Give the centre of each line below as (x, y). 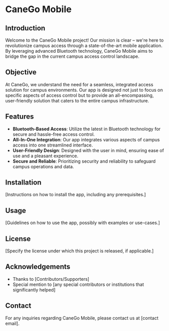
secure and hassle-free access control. (54, 134)
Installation (23, 183)
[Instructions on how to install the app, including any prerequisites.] (76, 195)
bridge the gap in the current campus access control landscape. (72, 56)
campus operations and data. (43, 166)
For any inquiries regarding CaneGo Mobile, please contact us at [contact (82, 318)
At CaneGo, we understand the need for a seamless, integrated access (79, 84)
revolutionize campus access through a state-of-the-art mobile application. (84, 46)
